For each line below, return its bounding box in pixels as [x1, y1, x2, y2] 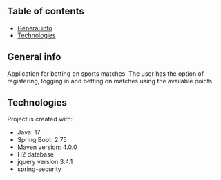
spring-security [17, 165, 62, 173]
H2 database [17, 150, 54, 159]
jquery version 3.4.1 [17, 158, 73, 166]
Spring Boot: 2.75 [17, 136, 67, 144]
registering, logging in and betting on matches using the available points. [7, 77, 214, 85]
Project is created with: [7, 115, 73, 123]
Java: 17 [17, 128, 41, 137]
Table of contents [7, 6, 84, 17]
